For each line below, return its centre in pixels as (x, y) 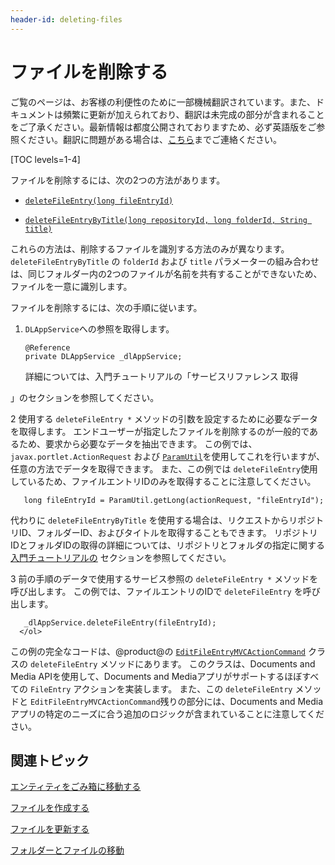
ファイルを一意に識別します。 (71, 286)
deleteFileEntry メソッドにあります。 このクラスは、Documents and (172, 663)
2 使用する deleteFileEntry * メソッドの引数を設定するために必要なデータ (164, 418)
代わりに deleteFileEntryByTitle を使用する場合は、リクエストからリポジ (163, 520)
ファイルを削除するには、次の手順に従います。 (106, 307)
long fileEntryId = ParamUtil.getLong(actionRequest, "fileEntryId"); (174, 500)
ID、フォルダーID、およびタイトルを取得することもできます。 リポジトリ (168, 532)
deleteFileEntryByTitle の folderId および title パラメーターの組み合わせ (165, 261)
